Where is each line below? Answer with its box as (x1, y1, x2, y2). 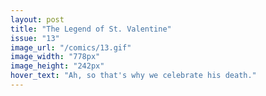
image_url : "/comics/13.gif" (10, 42, 132, 53)
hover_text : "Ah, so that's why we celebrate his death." (10, 71, 257, 81)
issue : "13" (10, 33, 60, 43)
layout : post (10, 14, 65, 25)
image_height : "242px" (10, 61, 105, 71)
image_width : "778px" (10, 52, 101, 62)
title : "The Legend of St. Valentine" (10, 24, 172, 34)
